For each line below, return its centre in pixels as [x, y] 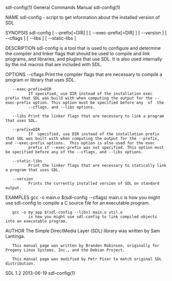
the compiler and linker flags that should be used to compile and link [78, 54]
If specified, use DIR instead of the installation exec [90, 94]
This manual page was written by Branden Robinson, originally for [86, 246]
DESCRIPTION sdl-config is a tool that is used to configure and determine [83, 48]
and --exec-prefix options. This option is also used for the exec [80, 143]
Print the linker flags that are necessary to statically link [97, 166]
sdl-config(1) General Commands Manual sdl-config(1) [63, 7]
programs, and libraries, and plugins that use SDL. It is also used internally [84, 59]
